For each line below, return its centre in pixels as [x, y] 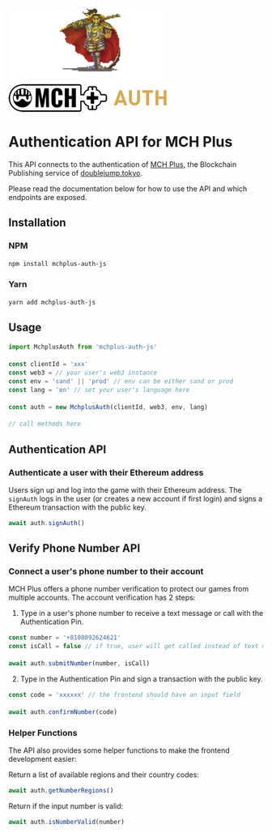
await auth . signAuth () [47, 523]
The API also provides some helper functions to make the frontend [119, 750]
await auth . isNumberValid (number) [67, 822]
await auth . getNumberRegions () [61, 790]
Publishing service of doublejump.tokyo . [76, 173]
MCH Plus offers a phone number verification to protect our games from [129, 589]
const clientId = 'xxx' [49, 365]
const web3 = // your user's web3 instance [83, 373]
